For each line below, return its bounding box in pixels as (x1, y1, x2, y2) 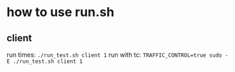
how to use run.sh (6, 4, 114, 20)
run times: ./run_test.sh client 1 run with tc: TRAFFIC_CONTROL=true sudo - (6, 50, 229, 59)
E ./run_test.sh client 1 (6, 58, 83, 65)
